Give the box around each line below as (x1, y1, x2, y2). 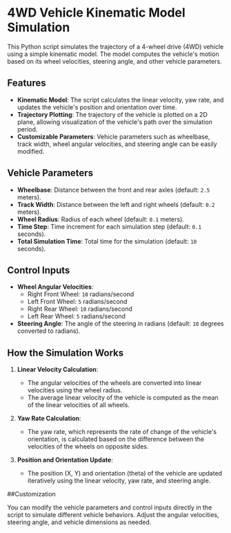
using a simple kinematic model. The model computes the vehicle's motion (7, 50, 219, 58)
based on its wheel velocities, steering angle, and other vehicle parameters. (7, 57, 222, 65)
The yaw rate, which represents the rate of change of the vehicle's (27, 428, 217, 436)
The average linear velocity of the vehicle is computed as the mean (27, 393, 219, 402)
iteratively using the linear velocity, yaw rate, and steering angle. (27, 476, 211, 485)
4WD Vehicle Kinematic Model (7, 5, 186, 21)
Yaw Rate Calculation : (17, 414, 81, 423)
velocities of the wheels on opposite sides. (27, 442, 150, 451)
